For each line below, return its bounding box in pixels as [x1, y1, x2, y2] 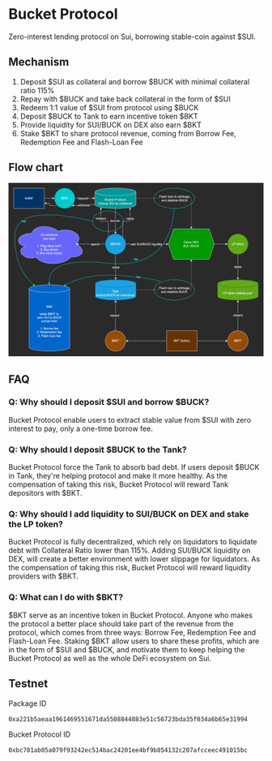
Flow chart [8, 161, 63, 174]
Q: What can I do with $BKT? [8, 591, 124, 603]
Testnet [8, 677, 49, 690]
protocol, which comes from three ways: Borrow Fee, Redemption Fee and [8, 627, 257, 637]
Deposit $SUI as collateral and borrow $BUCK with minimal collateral [19, 76, 250, 86]
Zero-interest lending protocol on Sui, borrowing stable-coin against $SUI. [8, 32, 257, 41]
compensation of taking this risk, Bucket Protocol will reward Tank [8, 479, 229, 489]
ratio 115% [19, 85, 55, 95]
